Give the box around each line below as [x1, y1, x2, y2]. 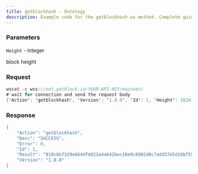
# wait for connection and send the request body [6, 92, 131, 98]
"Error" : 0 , [16, 140, 46, 147]
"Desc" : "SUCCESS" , [16, 135, 65, 141]
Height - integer [6, 46, 45, 53]
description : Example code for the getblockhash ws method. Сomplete [6, 14, 181, 20]
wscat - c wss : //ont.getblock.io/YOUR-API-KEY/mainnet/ [6, 86, 144, 92]
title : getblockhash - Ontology [6, 8, 85, 15]
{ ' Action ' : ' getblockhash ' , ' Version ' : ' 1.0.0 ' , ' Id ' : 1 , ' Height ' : [6, 97, 178, 103]
